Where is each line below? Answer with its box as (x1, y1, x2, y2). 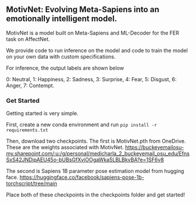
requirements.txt (6, 127, 49, 133)
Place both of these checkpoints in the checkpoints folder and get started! (6, 191, 185, 198)
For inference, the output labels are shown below (6, 64, 124, 71)
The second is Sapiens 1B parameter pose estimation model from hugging (6, 168, 184, 175)
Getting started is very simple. (6, 110, 79, 117)
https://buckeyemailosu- (125, 144, 184, 151)
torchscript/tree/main (6, 180, 57, 187)
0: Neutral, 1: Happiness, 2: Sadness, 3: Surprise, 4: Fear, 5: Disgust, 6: (6, 75, 177, 82)
